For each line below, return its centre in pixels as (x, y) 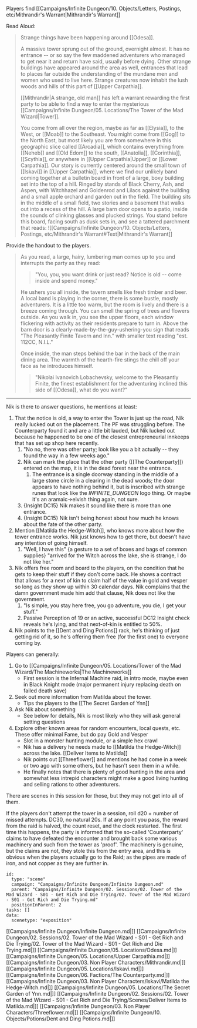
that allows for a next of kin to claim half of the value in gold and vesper (101, 580)
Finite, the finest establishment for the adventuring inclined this (111, 384)
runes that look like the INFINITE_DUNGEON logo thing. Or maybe (111, 493)
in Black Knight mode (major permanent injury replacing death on (102, 684)
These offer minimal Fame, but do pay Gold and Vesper (81, 734)
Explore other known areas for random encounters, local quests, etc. (97, 728)
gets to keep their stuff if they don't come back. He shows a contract (98, 574)
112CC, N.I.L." (37, 342)
